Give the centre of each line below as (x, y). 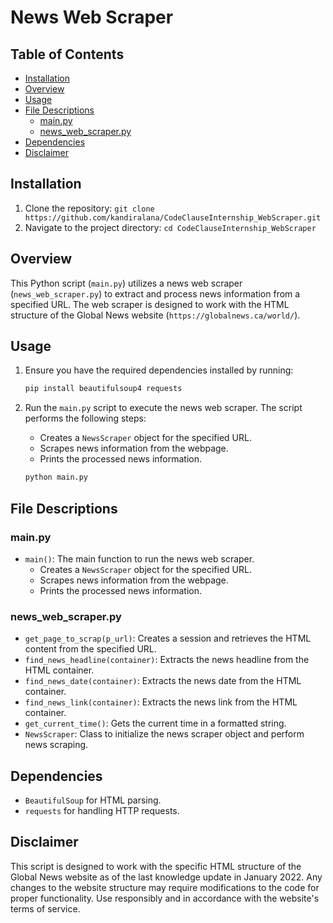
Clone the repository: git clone (89, 208)
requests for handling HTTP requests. (102, 810)
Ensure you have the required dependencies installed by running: (159, 370)
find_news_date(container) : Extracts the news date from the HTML (163, 681)
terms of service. (45, 908)
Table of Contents (67, 54)
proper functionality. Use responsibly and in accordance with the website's (165, 898)
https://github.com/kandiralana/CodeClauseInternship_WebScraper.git (173, 217)
